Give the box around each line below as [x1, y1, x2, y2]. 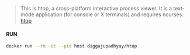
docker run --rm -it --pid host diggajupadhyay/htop [6, 43, 137, 49]
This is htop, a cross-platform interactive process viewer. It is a [20, 5, 172, 12]
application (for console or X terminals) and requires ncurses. [36, 11, 184, 18]
